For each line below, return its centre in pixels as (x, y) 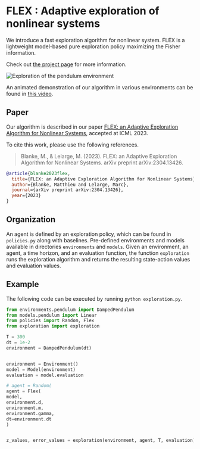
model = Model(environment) (41, 370)
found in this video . (30, 93)
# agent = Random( (29, 386)
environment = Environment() (42, 364)
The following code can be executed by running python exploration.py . (94, 298)
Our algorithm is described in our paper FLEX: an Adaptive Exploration (92, 127)
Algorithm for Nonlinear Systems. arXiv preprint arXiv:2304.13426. (102, 163)
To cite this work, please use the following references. (72, 145)
